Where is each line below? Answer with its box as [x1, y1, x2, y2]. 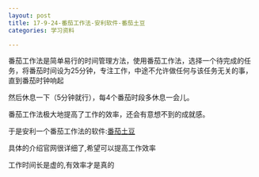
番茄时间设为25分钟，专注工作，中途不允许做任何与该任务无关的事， [29, 66, 253, 75]
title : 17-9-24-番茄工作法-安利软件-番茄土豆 [8, 19, 146, 27]
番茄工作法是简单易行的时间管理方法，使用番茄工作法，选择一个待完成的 [8, 56, 244, 66]
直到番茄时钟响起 [8, 76, 64, 86]
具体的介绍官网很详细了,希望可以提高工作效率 [8, 144, 157, 153]
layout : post [8, 11, 51, 20]
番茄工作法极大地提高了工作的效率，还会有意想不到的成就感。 [8, 110, 210, 119]
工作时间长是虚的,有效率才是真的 [8, 160, 115, 170]
